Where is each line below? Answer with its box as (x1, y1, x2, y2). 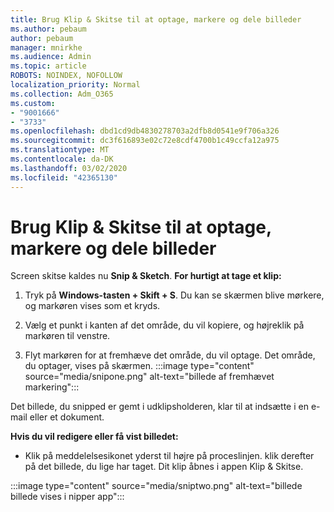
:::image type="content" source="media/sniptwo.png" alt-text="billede (10, 480, 303, 492)
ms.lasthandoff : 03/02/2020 (10, 163, 128, 173)
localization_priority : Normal (10, 80, 141, 90)
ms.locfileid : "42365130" (10, 172, 118, 183)
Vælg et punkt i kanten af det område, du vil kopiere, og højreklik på (24, 319, 305, 331)
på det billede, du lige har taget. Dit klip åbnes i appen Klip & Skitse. (24, 461, 304, 473)
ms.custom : (10, 98, 56, 108)
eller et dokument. (29, 411, 105, 423)
